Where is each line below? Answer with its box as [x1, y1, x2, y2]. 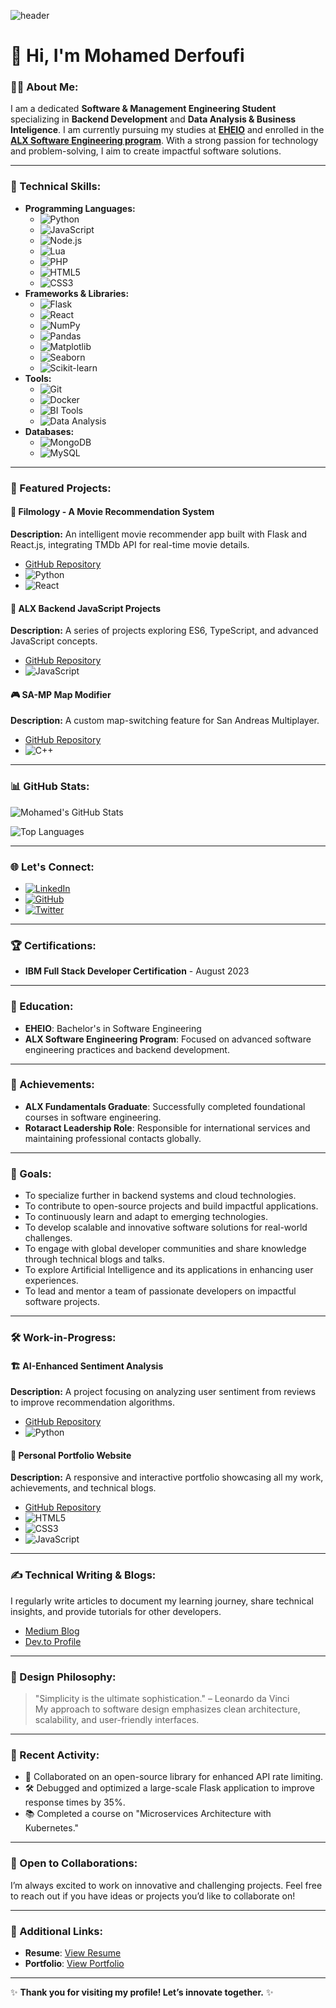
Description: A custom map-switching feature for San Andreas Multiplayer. [10, 715, 320, 727]
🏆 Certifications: [10, 938, 97, 952]
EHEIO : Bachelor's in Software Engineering [24, 1022, 202, 1034]
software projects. [24, 1296, 100, 1308]
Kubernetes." [24, 1822, 80, 1834]
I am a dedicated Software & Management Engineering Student [10, 103, 277, 115]
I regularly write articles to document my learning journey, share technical [10, 1595, 314, 1607]
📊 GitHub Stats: [10, 780, 90, 794]
